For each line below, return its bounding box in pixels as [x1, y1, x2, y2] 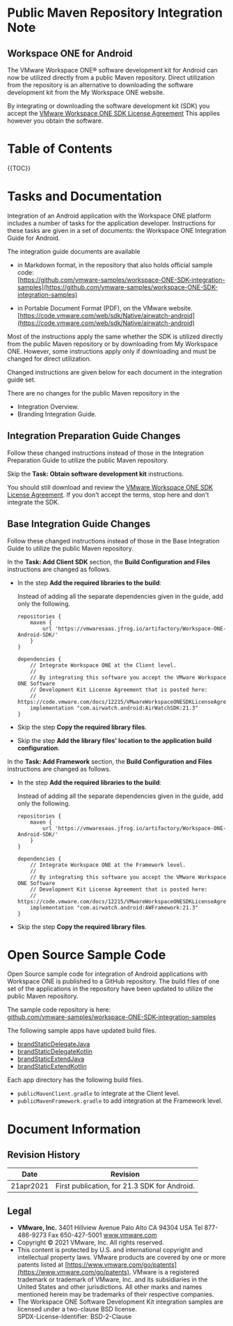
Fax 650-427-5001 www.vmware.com [48, 1231, 158, 1240]
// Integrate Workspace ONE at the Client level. [30, 661, 177, 669]
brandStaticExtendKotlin [17, 1062, 87, 1071]
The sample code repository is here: [7, 1006, 111, 1014]
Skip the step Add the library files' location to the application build [17, 736, 212, 744]
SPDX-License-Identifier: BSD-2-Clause [17, 1313, 132, 1321]
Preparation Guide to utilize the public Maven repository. [7, 455, 169, 465]
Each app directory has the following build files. [7, 1076, 144, 1084]
